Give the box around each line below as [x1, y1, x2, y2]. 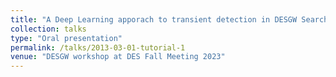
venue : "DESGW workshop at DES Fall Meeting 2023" [10, 52, 226, 62]
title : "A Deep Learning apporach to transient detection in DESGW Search [10, 14, 329, 25]
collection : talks [10, 24, 87, 34]
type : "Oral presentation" [10, 33, 123, 43]
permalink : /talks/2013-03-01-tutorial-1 [10, 42, 186, 53]
